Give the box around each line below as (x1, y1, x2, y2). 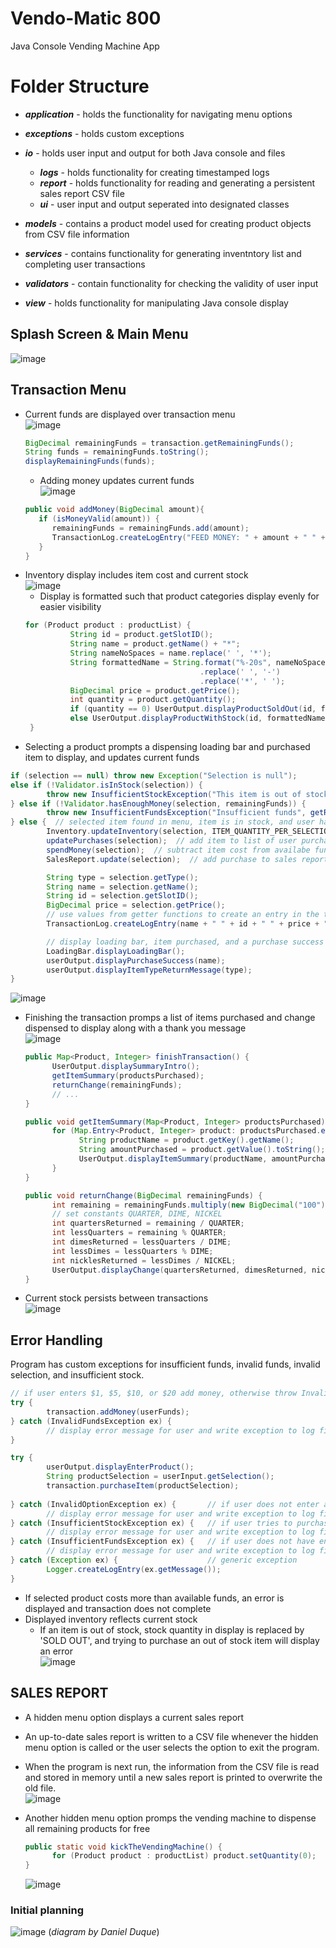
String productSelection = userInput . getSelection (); (46, 1472, 275, 1482)
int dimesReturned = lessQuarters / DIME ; (51, 1237, 232, 1247)
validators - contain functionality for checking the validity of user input (24, 277, 319, 289)
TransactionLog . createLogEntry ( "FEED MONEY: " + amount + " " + (51, 532, 326, 542)
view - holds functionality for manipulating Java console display (24, 297, 289, 309)
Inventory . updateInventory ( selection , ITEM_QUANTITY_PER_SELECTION (46, 827, 333, 837)
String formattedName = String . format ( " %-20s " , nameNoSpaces (69, 657, 330, 667)
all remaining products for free (24, 1822, 151, 1834)
